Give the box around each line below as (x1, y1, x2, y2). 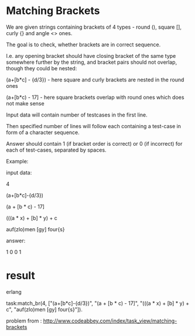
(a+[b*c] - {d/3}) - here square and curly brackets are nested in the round (6, 76, 184, 83)
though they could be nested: (6, 64, 77, 71)
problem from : (6, 317, 42, 324)
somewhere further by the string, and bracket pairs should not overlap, (6, 59, 177, 66)
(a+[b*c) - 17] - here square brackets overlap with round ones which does (6, 94, 184, 101)
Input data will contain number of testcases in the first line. (6, 111, 148, 118)
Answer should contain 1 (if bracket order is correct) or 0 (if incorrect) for (6, 140, 183, 147)
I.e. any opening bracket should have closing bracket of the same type (6, 52, 176, 59)
